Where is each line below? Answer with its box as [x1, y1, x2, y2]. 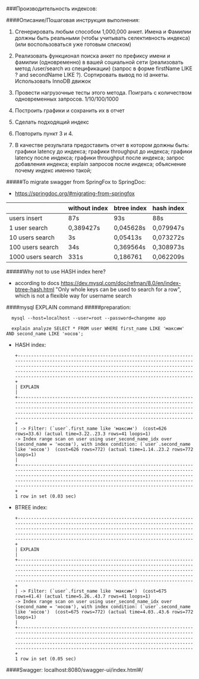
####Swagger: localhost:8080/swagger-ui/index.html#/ [6, 667, 144, 673]
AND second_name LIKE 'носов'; [6, 331, 84, 337]
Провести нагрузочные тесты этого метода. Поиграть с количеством [14, 89, 192, 96]
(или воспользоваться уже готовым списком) [14, 41, 132, 48]
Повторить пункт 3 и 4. [14, 130, 74, 137]
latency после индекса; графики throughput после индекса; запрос [14, 154, 185, 161]
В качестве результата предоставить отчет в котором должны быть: [14, 142, 189, 148]
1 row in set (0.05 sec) [14, 656, 77, 662]
